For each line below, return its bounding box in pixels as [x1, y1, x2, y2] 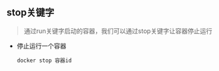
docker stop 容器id [16, 57, 72, 64]
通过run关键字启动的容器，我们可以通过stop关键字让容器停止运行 [23, 27, 213, 35]
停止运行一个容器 [16, 41, 67, 50]
